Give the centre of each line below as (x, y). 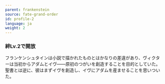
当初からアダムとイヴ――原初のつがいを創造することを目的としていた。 (87, 64)
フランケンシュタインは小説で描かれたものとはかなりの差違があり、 (74, 58)
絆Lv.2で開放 (20, 46)
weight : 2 (15, 28)
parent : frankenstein (27, 10)
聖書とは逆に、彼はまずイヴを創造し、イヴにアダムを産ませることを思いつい (83, 70)
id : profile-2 (20, 19)
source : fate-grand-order (32, 14)
